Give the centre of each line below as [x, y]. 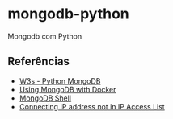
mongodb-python [69, 14]
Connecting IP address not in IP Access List [92, 106]
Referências [39, 62]
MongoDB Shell [45, 98]
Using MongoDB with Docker [68, 89]
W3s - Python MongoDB [60, 80]
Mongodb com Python [45, 36]
